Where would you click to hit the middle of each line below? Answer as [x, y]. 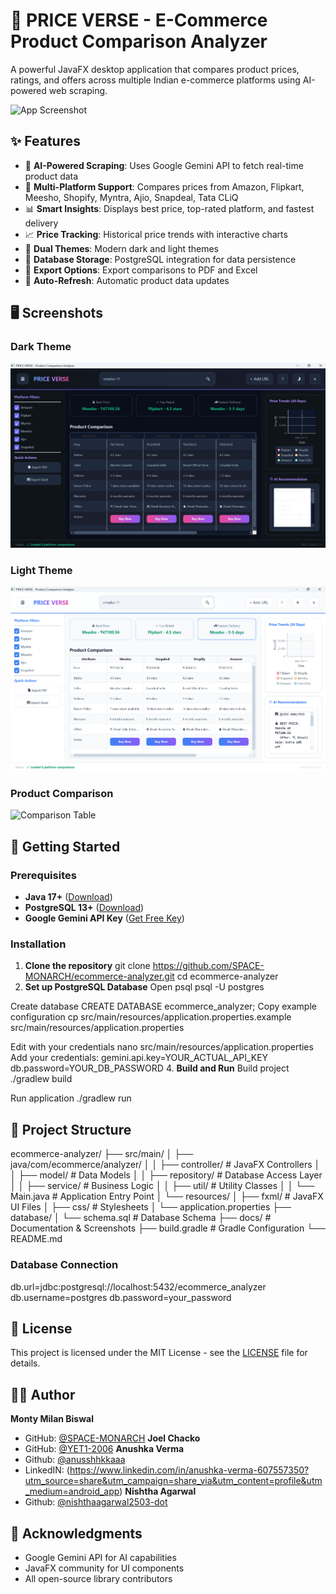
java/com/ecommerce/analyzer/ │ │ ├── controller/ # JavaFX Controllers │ [165, 1165]
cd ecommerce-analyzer [227, 976]
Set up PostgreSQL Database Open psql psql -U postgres [144, 987]
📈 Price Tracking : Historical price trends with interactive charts [156, 234]
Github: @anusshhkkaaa [75, 1460]
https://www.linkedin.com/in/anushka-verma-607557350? [189, 1470]
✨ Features [45, 141]
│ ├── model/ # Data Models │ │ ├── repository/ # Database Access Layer [166, 1175]
